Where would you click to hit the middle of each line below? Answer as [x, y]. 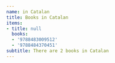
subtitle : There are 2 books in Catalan [58, 51]
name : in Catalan [28, 12]
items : [14, 23]
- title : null [24, 28]
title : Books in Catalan [37, 17]
